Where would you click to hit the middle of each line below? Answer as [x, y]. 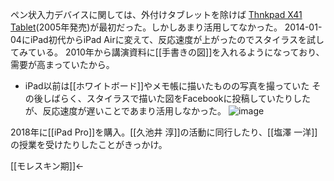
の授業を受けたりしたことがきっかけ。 [89, 144]
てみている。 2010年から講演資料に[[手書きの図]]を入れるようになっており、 [167, 52]
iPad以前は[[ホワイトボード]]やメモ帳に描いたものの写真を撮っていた [167, 86]
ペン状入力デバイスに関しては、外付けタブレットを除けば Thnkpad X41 [156, 14]
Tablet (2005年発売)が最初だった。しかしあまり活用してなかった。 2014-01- [166, 27]
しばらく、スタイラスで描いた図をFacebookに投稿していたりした [177, 98]
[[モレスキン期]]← [47, 166]
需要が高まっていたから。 [62, 64]
